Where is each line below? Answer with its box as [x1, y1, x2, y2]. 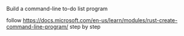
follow [6, 17, 22, 23]
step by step [69, 23, 101, 30]
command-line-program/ [6, 23, 69, 30]
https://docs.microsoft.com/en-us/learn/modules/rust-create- [22, 17, 178, 23]
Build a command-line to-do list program [6, 5, 108, 12]
